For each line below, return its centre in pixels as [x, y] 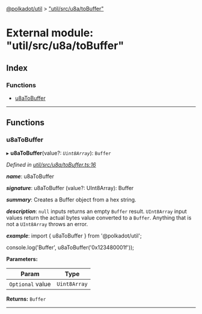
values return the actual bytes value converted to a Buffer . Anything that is [99, 217]
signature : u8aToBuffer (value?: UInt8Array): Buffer [70, 188]
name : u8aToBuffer [30, 176]
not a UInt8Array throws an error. [47, 224]
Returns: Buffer [26, 299]
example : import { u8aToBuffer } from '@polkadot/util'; [74, 235]
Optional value [30, 284]
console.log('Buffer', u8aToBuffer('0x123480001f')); [70, 247]
